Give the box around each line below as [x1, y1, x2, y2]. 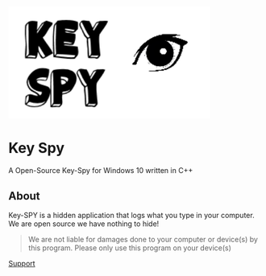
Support [8, 258, 35, 268]
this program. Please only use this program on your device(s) [27, 243, 232, 253]
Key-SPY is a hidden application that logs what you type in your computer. [8, 210, 256, 220]
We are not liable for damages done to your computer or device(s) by [27, 234, 258, 244]
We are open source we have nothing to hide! [8, 219, 160, 229]
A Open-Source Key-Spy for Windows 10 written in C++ [8, 166, 193, 175]
